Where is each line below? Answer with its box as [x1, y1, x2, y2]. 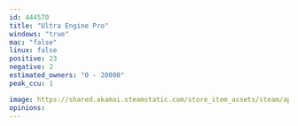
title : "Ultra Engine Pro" [9, 21, 109, 30]
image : [9, 95, 34, 104]
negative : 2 [9, 63, 53, 72]
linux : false [9, 46, 58, 55]
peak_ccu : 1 [9, 79, 53, 88]
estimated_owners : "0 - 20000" [9, 71, 125, 80]
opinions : [9, 103, 46, 112]
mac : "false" [9, 37, 58, 47]
